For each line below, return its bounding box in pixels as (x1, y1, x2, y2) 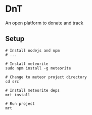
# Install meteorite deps (5, 88, 60, 93)
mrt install (5, 92, 30, 97)
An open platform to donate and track (5, 20, 83, 26)
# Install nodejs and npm (5, 48, 60, 53)
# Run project (5, 101, 35, 106)
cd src (5, 79, 19, 84)
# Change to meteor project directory (5, 74, 87, 80)
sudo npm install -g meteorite (5, 65, 71, 71)
